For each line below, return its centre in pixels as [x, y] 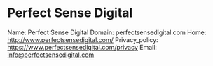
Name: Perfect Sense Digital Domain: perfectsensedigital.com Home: [107, 32]
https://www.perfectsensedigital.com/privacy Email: [82, 47]
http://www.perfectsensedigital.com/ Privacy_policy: [83, 39]
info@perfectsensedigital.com [51, 55]
